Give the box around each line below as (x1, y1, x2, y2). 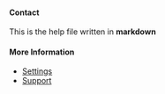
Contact (9, 7, 40, 18)
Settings (21, 66, 53, 76)
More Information (9, 47, 75, 57)
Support (21, 76, 52, 86)
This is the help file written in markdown (9, 26, 156, 37)
